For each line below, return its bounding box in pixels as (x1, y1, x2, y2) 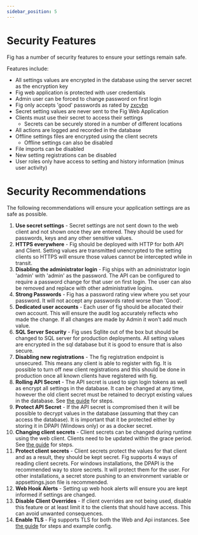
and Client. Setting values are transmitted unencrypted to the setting (15, 247, 182, 254)
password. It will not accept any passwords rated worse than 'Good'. (15, 297, 182, 304)
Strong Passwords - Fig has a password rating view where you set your (15, 290, 190, 298)
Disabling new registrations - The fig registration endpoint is (15, 353, 164, 360)
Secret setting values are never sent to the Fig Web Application (15, 107, 169, 115)
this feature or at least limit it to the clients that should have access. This (15, 503, 191, 510)
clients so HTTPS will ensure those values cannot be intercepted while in (15, 253, 192, 260)
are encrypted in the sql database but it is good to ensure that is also (15, 341, 183, 348)
